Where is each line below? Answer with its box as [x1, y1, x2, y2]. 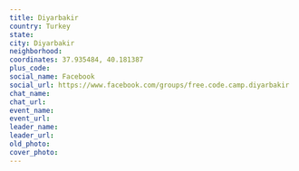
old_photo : [9, 139, 51, 148]
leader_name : [9, 123, 59, 132]
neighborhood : [9, 47, 63, 56]
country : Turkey [9, 22, 71, 31]
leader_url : [9, 131, 54, 140]
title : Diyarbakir [9, 13, 79, 23]
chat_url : [9, 97, 47, 107]
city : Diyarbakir [9, 38, 75, 48]
